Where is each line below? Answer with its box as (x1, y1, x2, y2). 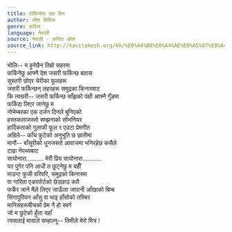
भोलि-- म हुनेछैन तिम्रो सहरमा (7, 61, 70, 69)
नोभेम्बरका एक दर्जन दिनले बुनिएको (7, 108, 81, 116)
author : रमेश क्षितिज (7, 17, 56, 23)
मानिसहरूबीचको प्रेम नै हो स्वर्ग (7, 201, 72, 209)
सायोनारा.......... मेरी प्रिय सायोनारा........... (7, 155, 102, 162)
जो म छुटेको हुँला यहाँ (7, 209, 52, 217)
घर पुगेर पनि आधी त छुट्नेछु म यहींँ (7, 162, 81, 170)
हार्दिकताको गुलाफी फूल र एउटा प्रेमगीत (7, 124, 90, 131)
